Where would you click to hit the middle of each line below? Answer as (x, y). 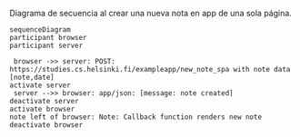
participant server (46, 45)
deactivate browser (46, 125)
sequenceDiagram (40, 30)
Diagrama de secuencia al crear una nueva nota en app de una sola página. (151, 13)
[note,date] (32, 77)
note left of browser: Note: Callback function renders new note (135, 117)
